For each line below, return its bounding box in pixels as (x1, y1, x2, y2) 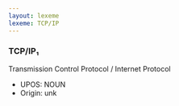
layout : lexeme (8, 11, 60, 20)
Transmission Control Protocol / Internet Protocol (8, 63, 171, 73)
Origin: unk (19, 88, 57, 97)
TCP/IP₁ (8, 46, 40, 57)
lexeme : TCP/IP (8, 19, 60, 27)
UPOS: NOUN (19, 79, 66, 89)
